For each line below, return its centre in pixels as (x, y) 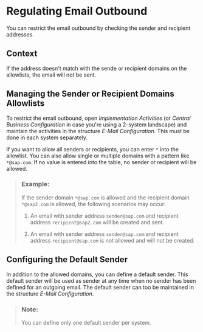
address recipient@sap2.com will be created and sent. (97, 222)
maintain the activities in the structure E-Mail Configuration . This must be (98, 131)
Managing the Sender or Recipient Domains (90, 94)
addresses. (20, 34)
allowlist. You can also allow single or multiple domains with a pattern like (98, 156)
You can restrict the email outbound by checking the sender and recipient (98, 28)
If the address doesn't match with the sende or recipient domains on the (97, 68)
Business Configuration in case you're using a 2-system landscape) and (97, 124)
